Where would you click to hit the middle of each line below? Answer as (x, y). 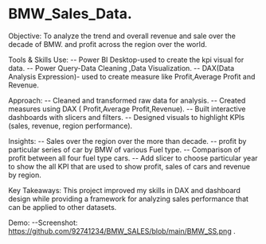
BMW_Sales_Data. (70, 14)
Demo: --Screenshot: (43, 223)
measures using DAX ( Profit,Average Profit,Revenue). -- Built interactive (127, 109)
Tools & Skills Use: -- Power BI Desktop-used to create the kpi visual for (126, 60)
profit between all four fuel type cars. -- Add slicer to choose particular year (133, 158)
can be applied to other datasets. (63, 207)
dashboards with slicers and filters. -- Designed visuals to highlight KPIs (127, 117)
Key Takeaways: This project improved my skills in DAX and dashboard (125, 190)
